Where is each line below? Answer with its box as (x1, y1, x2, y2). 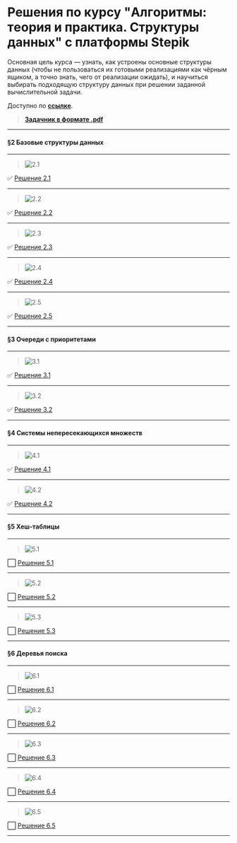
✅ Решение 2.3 (7, 243, 53, 252)
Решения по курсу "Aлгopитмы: (7, 4, 207, 20)
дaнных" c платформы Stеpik (7, 35, 190, 50)
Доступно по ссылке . (7, 101, 73, 110)
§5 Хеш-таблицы (7, 522, 60, 531)
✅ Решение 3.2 (7, 406, 53, 414)
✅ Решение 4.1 (7, 464, 51, 473)
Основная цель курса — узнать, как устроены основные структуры (7, 57, 212, 66)
